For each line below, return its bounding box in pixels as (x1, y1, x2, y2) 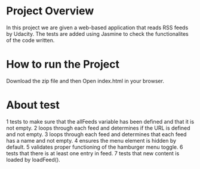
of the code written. (6, 36, 55, 44)
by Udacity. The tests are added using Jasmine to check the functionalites (6, 30, 189, 37)
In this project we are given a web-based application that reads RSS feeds (6, 24, 189, 31)
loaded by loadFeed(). (6, 156, 61, 163)
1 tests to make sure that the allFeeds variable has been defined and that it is (6, 118, 195, 125)
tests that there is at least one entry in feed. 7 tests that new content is (6, 149, 180, 156)
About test (6, 99, 60, 112)
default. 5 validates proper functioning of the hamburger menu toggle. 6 (6, 143, 183, 150)
